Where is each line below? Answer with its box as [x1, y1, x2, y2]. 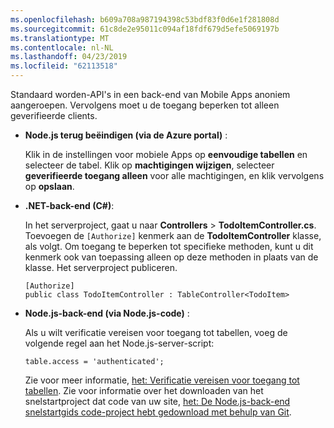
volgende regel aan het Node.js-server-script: [24, 337, 215, 349]
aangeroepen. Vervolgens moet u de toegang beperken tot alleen [10, 99, 280, 111]
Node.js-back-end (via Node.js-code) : [24, 307, 190, 319]
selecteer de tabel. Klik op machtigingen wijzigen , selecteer [24, 159, 275, 171]
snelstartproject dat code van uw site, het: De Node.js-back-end [24, 396, 291, 407]
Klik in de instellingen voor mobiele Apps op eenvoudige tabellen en [24, 149, 308, 160]
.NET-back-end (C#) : [24, 200, 115, 211]
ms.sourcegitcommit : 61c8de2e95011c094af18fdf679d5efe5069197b [10, 24, 280, 34]
